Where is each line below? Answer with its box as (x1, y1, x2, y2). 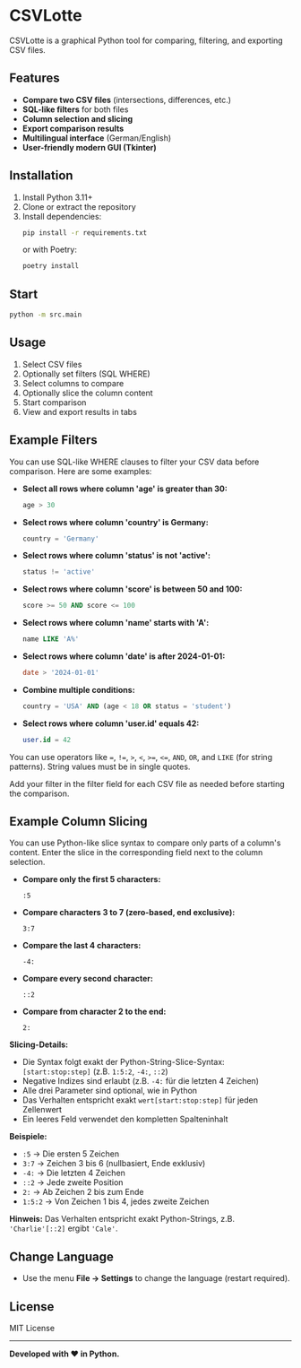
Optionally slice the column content (21, 387, 154, 398)
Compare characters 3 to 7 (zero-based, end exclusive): (21, 907, 236, 918)
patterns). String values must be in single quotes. (9, 761, 191, 772)
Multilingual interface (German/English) (21, 132, 172, 143)
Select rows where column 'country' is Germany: (21, 516, 209, 527)
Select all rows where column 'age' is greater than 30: (21, 483, 228, 494)
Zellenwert (21, 1104, 63, 1115)
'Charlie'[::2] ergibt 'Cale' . (9, 1223, 118, 1234)
